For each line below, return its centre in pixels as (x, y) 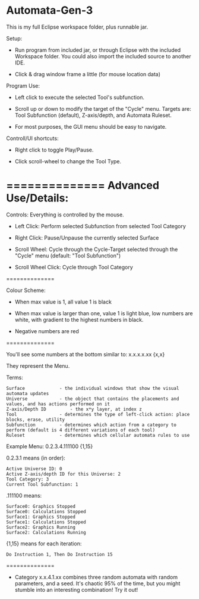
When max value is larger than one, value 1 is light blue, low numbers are (104, 313)
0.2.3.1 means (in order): (36, 458)
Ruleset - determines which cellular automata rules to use (98, 435)
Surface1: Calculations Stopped (46, 522)
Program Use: (23, 86)
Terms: (15, 377)
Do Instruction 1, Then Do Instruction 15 (59, 554)
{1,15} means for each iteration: (44, 544)
